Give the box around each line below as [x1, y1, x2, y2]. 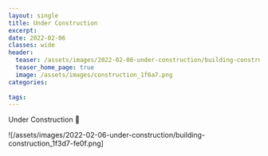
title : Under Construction [8, 19, 98, 27]
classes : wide [8, 41, 56, 49]
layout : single [8, 11, 59, 20]
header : [8, 49, 34, 57]
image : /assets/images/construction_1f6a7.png [15, 71, 173, 79]
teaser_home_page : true [15, 64, 94, 72]
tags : [8, 93, 26, 101]
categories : [8, 78, 48, 86]
